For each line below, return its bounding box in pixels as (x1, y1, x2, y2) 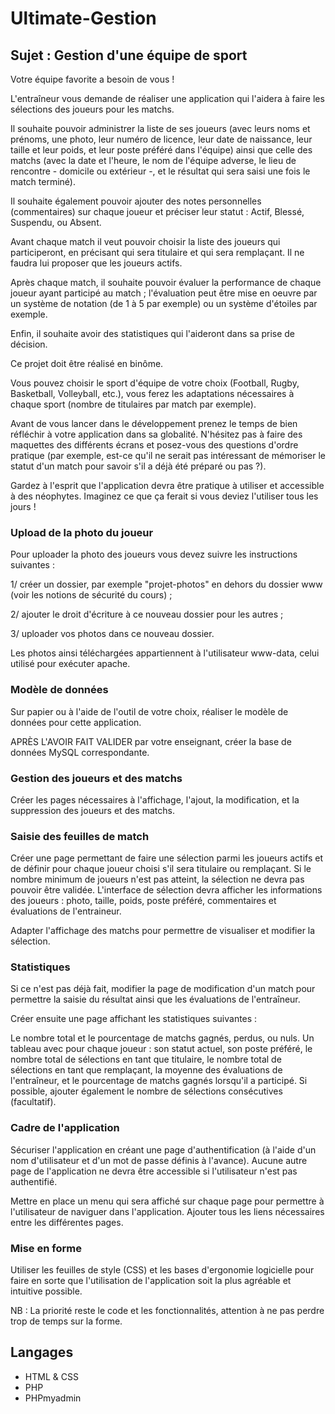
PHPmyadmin (24, 1392, 82, 1404)
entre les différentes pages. (10, 1216, 124, 1228)
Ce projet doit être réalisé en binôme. (10, 358, 164, 369)
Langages (10, 1344, 74, 1361)
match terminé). (10, 176, 76, 187)
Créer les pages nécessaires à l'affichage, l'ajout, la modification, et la (10, 793, 300, 806)
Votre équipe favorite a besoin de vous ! (10, 73, 175, 85)
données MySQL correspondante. (10, 746, 150, 758)
